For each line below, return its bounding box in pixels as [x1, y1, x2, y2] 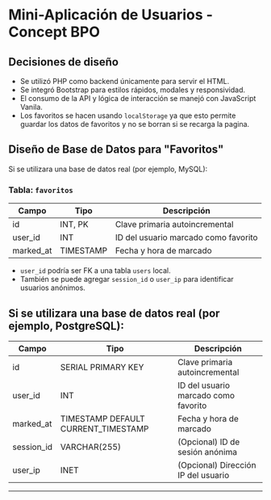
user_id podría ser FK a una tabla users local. [19, 266, 171, 275]
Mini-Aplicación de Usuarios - [8, 6, 214, 24]
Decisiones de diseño [8, 55, 119, 69]
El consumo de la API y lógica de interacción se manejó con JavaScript [19, 94, 256, 103]
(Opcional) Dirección [177, 459, 256, 470]
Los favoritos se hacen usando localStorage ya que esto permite [19, 111, 236, 120]
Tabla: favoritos [8, 184, 74, 195]
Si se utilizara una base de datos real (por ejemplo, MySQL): [8, 164, 208, 174]
